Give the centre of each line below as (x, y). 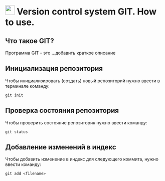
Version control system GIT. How (87, 12)
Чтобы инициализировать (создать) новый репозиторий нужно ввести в (83, 81)
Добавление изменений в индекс (61, 147)
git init (14, 95)
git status (17, 132)
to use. (20, 22)
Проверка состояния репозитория (62, 111)
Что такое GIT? (30, 41)
